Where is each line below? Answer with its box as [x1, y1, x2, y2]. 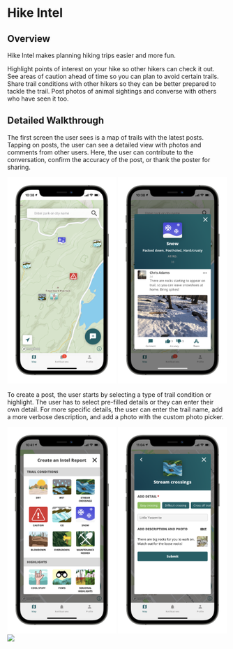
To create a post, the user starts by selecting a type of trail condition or [7, 391, 211, 399]
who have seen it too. [7, 94, 69, 103]
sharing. [7, 163, 31, 171]
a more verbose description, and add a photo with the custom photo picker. [7, 413, 225, 421]
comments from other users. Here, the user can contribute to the [7, 148, 194, 156]
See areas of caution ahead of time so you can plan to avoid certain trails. [7, 72, 219, 80]
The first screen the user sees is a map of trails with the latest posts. [7, 133, 204, 141]
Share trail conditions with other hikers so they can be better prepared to [7, 80, 216, 88]
